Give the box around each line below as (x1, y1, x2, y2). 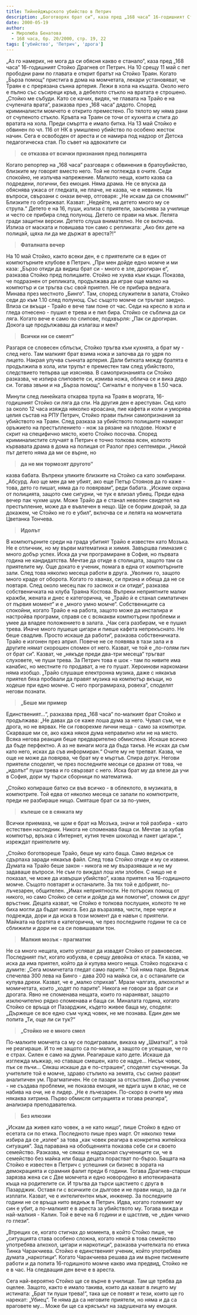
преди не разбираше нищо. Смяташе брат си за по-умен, (6, 797, 151, 804)
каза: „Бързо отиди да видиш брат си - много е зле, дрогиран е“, (6, 265, 169, 272)
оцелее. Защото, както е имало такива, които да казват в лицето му (6, 1283, 177, 1290)
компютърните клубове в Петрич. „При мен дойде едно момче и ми (6, 259, 178, 266)
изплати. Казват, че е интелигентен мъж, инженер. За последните (6, 1192, 172, 1199)
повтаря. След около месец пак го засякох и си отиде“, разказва (6, 582, 169, 589)
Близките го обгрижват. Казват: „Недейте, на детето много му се (6, 198, 170, 205)
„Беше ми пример (20, 699, 67, 706)
